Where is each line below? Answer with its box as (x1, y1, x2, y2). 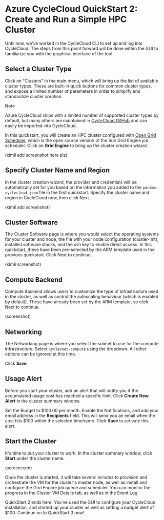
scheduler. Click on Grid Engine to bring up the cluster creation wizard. (5, 143, 148, 148)
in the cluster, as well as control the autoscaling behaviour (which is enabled (5, 294, 159, 300)
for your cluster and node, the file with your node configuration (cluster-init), (5, 236, 159, 242)
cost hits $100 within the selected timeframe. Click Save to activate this (5, 417, 149, 423)
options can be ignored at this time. (5, 351, 77, 357)
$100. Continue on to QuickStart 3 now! (5, 509, 84, 516)
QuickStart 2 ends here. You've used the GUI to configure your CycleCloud (5, 499, 156, 505)
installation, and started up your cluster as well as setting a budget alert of (5, 504, 154, 510)
